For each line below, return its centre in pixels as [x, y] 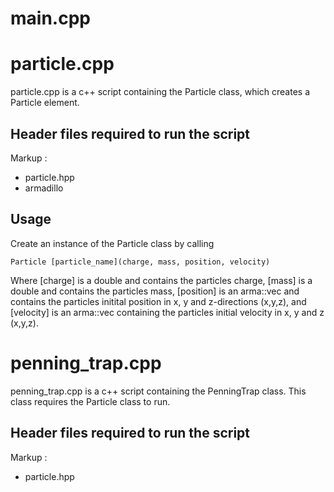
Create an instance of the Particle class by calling [112, 243]
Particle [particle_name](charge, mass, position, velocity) [140, 262]
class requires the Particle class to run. [90, 401]
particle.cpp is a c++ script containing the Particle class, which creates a [160, 92]
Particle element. [45, 103]
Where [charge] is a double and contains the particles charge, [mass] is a [161, 280]
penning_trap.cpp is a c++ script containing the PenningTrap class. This [158, 391]
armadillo [44, 188]
